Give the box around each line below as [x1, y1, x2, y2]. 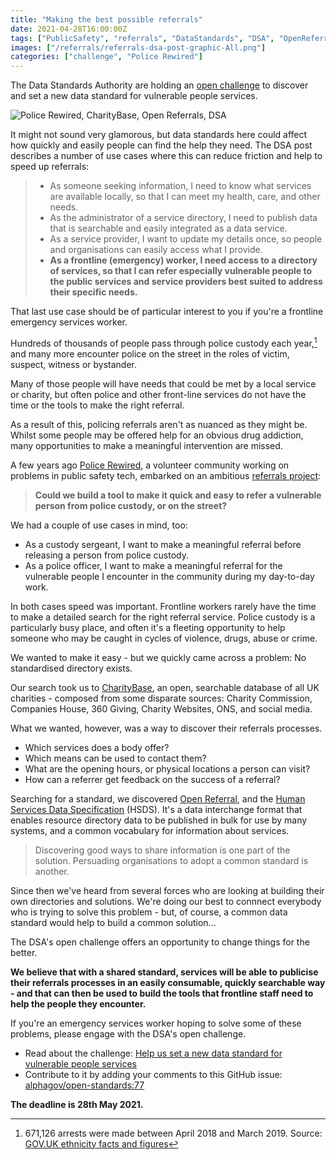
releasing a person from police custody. [24, 549, 190, 561]
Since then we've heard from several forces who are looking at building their [10, 884, 325, 896]
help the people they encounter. [10, 997, 147, 1010]
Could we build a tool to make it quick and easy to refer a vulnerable [34, 489, 322, 501]
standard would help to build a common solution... [10, 916, 217, 928]
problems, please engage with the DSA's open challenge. [10, 1027, 247, 1040]
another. [34, 865, 70, 877]
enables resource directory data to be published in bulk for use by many [10, 814, 308, 826]
